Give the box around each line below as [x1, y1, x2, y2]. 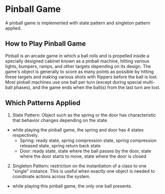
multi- [142, 79, 155, 85]
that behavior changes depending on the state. [12, 117, 108, 123]
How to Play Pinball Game [5, 40, 86, 48]
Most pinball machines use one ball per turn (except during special [5, 79, 142, 85]
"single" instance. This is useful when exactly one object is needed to [12, 168, 155, 174]
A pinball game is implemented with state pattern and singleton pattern [5, 20, 151, 26]
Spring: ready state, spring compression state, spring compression [19, 137, 157, 143]
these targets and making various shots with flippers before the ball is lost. [5, 73, 158, 80]
